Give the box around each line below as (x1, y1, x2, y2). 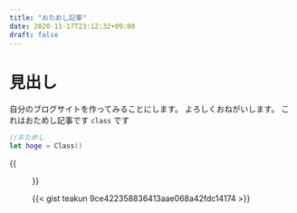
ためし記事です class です (33, 115, 129, 126)
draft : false (9, 30, 59, 39)
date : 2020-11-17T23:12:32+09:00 (9, 22, 136, 31)
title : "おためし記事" (9, 13, 87, 23)
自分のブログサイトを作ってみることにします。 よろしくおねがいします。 (9, 103, 280, 114)
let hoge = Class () (9, 141, 83, 150)
